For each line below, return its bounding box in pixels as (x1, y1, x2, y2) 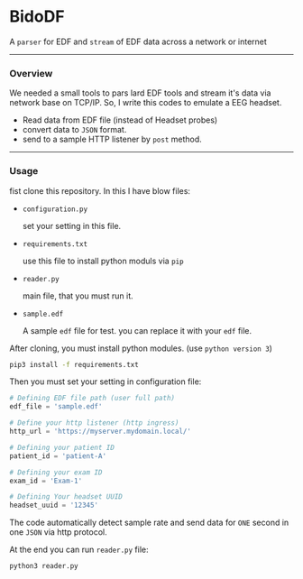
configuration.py (22, 205, 88, 214)
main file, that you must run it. (22, 290, 133, 301)
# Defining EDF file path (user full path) (9, 394, 176, 403)
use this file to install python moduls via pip (22, 255, 184, 266)
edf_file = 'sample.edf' (9, 402, 103, 411)
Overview (9, 67, 53, 79)
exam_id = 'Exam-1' (9, 476, 83, 485)
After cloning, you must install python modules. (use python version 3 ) (9, 343, 273, 354)
